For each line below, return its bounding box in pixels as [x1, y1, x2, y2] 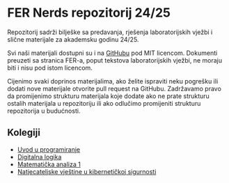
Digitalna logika [17, 152, 62, 161]
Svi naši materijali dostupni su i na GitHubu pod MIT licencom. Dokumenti [7, 49, 218, 57]
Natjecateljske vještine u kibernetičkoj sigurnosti [17, 167, 157, 175]
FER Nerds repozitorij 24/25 [7, 5, 171, 21]
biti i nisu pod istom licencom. [7, 63, 93, 72]
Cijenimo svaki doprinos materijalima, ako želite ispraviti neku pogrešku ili [7, 77, 219, 85]
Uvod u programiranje [17, 145, 81, 154]
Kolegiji [7, 127, 40, 138]
